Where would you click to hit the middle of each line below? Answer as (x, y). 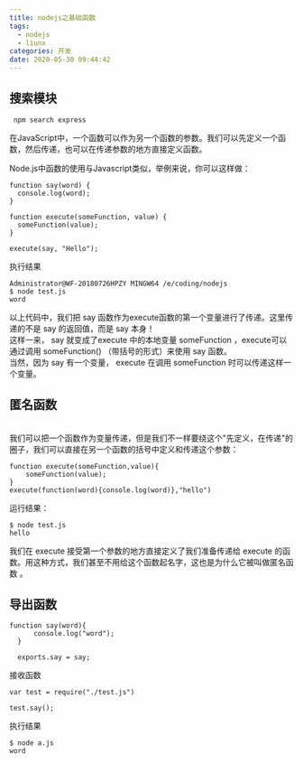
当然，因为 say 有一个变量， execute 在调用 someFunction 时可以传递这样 (147, 362)
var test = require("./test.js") (72, 693)
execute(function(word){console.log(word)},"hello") (110, 490)
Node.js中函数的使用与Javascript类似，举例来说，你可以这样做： (130, 168)
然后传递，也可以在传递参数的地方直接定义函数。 (116, 149)
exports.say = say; (54, 657)
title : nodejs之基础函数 (53, 18)
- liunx (32, 43)
